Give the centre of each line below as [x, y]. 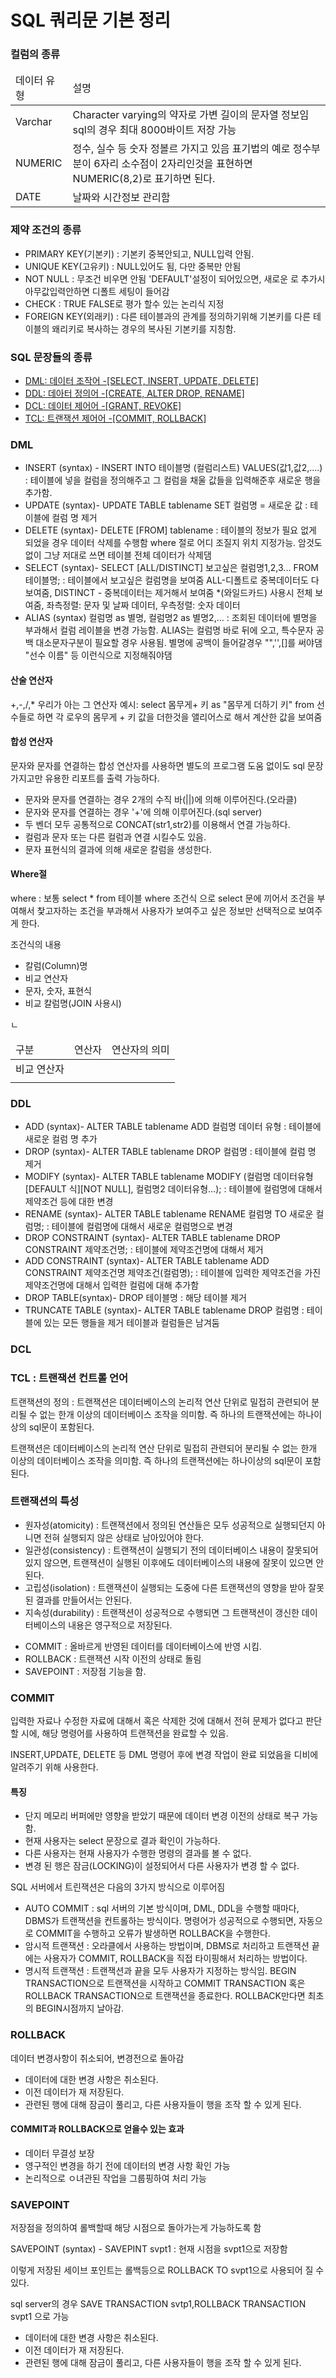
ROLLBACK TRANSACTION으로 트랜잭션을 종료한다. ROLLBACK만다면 [165, 1996]
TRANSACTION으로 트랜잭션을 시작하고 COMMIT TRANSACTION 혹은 [165, 1983]
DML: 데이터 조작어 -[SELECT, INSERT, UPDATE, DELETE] [142, 381]
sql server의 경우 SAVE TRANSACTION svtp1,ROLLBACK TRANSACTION [158, 2304]
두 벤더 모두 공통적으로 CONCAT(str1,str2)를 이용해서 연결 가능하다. [157, 824]
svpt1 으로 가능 [40, 2317]
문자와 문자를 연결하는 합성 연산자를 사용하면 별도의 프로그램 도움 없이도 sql [157, 765]
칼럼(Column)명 [56, 965]
